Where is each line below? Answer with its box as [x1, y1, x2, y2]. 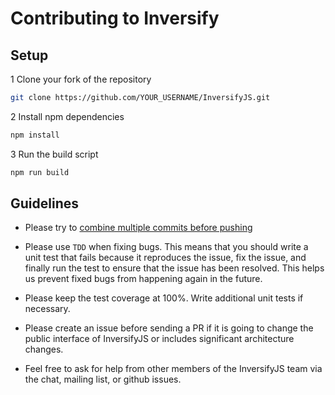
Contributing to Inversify [10, 7, 220, 30]
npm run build [10, 167, 70, 177]
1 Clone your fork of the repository [10, 73, 152, 85]
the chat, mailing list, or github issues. [24, 373, 182, 386]
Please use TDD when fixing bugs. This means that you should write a [24, 241, 309, 253]
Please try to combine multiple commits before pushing [24, 222, 253, 234]
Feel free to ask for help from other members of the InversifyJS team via [24, 363, 323, 375]
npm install [10, 130, 60, 140]
